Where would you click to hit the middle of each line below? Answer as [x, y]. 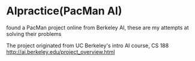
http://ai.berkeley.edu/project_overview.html [61, 51]
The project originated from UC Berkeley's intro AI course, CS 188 [88, 45]
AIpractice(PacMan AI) [64, 11]
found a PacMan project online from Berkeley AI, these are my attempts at [97, 28]
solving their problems [34, 33]
